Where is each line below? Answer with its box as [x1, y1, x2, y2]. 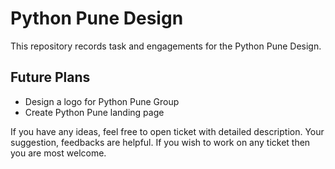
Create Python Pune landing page [24, 106, 165, 118]
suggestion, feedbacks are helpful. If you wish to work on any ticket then [10, 136, 311, 148]
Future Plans [10, 69, 91, 86]
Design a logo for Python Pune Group [24, 95, 180, 107]
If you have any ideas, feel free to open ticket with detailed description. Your [10, 125, 325, 137]
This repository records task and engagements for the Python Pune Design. [10, 40, 322, 52]
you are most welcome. [10, 147, 107, 159]
